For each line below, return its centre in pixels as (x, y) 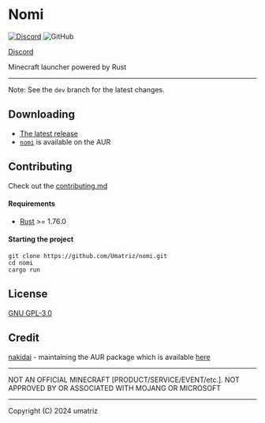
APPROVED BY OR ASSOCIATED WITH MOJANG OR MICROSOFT (115, 387)
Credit (24, 338)
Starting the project (41, 239)
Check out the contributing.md (58, 185)
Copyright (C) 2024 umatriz (53, 410)
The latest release (49, 133)
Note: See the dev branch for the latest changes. (87, 89)
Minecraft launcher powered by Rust (67, 67)
